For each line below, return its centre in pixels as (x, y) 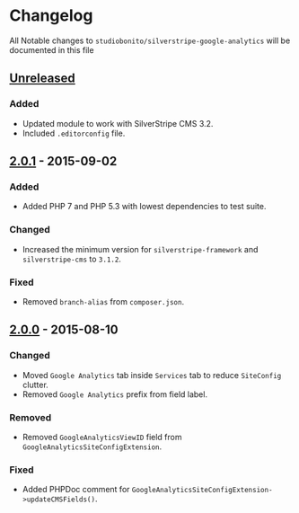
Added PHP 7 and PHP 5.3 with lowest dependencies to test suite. (144, 207)
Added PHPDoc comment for (76, 490)
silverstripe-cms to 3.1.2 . (71, 259)
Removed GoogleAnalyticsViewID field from (102, 437)
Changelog (51, 16)
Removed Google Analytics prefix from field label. (115, 394)
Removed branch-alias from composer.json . (103, 301)
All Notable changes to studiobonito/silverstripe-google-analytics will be (150, 40)
